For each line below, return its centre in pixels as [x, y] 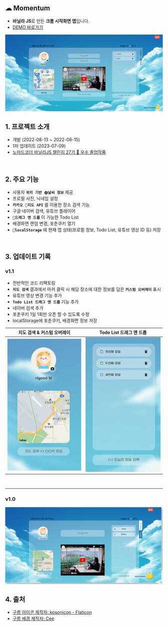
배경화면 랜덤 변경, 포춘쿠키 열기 [44, 224]
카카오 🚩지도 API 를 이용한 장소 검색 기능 [51, 205]
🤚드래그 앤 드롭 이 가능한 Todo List [45, 217]
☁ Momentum [28, 8]
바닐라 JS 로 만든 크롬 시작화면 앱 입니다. [51, 21]
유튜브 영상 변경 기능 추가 [37, 295]
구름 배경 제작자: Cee [33, 618]
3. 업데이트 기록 [28, 257]
